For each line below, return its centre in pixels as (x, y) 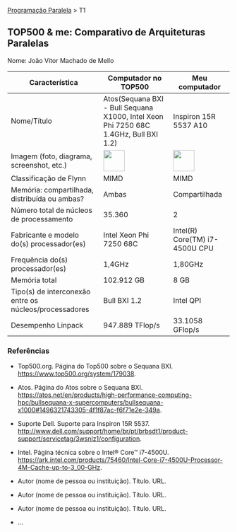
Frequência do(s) (39, 260)
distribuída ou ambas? (48, 199)
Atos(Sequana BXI (133, 98)
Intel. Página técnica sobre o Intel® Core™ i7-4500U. (93, 453)
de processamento (42, 219)
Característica (54, 82)
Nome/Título (32, 121)
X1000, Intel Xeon (133, 116)
